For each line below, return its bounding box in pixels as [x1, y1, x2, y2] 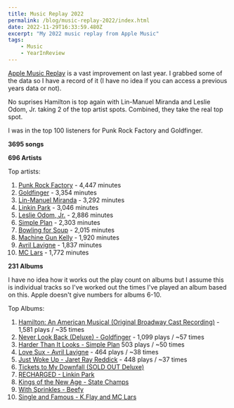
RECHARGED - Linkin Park [18, 370, 95, 378]
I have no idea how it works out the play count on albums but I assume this [8, 276, 224, 284]
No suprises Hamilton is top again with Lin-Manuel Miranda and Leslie [8, 97, 211, 106]
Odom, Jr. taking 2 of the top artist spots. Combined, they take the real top [8, 105, 223, 113]
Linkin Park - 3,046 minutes [18, 203, 99, 211]
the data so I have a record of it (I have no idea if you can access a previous [8, 76, 228, 85]
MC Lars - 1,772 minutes [18, 248, 89, 256]
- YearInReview [20, 50, 65, 57]
